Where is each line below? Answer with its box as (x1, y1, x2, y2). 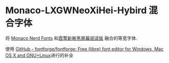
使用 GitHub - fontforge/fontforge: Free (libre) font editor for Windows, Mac (5, 46, 164, 52)
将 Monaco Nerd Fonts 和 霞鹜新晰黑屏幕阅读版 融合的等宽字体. (5, 35, 137, 41)
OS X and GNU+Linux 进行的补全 (5, 52, 73, 58)
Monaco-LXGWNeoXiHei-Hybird (5, 5, 147, 16)
